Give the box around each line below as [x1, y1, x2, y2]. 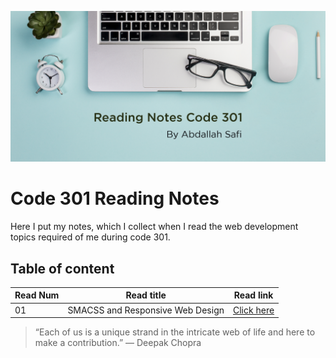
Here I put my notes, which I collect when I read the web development [10, 221, 299, 233]
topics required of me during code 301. [10, 231, 171, 243]
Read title [125, 289, 167, 301]
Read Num [14, 289, 60, 301]
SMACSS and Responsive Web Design [67, 304, 225, 316]
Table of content [10, 260, 115, 277]
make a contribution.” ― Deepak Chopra [34, 337, 202, 349]
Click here [233, 304, 275, 316]
